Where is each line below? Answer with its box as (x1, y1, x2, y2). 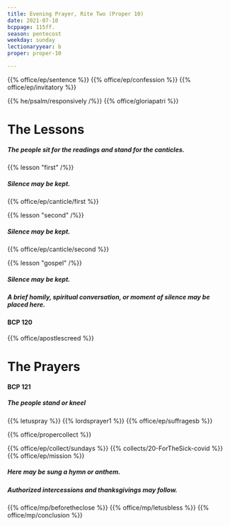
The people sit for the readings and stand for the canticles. (7, 145, 185, 154)
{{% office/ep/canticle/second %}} (7, 245, 110, 253)
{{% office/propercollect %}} (7, 430, 92, 439)
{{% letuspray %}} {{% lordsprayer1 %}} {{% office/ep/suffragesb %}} (7, 416, 213, 425)
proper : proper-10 (7, 50, 62, 57)
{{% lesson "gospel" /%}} (7, 258, 83, 267)
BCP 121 (7, 382, 31, 391)
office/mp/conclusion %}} (7, 511, 84, 520)
